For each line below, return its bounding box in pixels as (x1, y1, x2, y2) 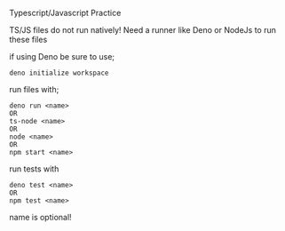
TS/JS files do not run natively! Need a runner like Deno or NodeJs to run (9, 25, 277, 35)
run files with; (9, 84, 59, 94)
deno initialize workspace (9, 68, 109, 77)
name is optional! (9, 212, 73, 222)
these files (9, 35, 48, 44)
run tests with (9, 163, 59, 174)
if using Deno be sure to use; (9, 52, 115, 61)
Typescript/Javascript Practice (9, 8, 122, 18)
